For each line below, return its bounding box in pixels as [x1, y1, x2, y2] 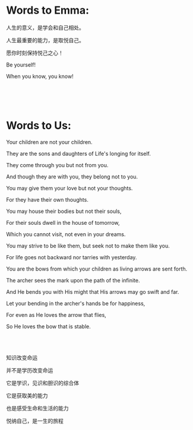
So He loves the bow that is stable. [6, 322, 91, 330]
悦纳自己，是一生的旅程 [6, 417, 64, 424]
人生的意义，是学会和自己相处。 [6, 24, 84, 31]
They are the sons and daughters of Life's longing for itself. [6, 150, 151, 157]
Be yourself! [6, 61, 36, 68]
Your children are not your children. [6, 138, 93, 146]
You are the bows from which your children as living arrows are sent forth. [6, 265, 188, 272]
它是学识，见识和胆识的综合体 [6, 379, 79, 387]
